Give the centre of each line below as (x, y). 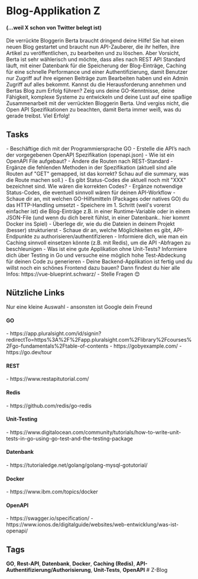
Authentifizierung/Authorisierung (48, 570)
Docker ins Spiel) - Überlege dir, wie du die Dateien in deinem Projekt (91, 224)
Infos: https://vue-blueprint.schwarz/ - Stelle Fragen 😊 (73, 274)
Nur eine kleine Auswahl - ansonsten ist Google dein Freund (79, 307)
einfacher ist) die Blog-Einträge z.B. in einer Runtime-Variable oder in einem (98, 211)
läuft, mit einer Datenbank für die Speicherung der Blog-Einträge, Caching (96, 66)
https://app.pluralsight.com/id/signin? (56, 333)
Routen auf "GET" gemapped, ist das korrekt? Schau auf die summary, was (98, 174)
